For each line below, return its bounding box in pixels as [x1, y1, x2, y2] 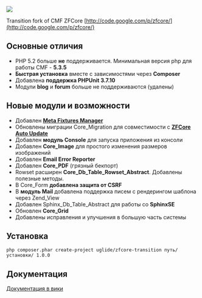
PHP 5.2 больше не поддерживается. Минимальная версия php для [15, 57, 192, 64]
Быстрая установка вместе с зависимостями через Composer [15, 70, 181, 77]
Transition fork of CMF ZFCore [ [6, 17, 86, 24]
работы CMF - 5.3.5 [15, 64, 67, 71]
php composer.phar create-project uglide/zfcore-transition [6, 247, 162, 253]
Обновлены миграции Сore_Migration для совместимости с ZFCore [15, 123, 191, 130]
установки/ [6, 252, 34, 259]
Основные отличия [6, 41, 83, 52]
